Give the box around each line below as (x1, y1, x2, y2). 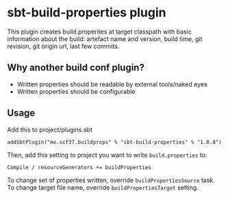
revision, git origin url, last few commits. (7, 42, 120, 50)
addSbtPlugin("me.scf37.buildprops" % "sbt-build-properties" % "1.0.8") (7, 138, 223, 145)
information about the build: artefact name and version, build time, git (7, 34, 203, 42)
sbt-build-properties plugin (7, 5, 166, 21)
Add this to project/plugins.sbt (7, 125, 92, 134)
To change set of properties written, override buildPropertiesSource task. (7, 176, 216, 184)
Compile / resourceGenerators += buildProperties (7, 164, 152, 171)
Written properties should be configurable (16, 87, 136, 95)
